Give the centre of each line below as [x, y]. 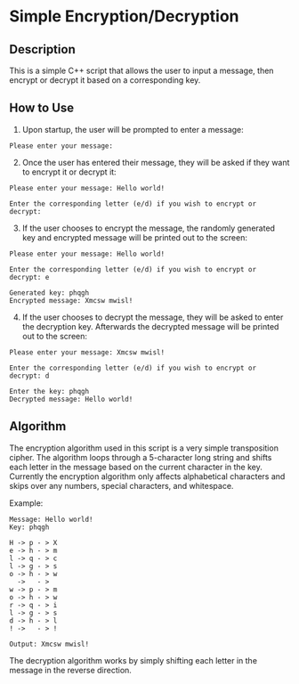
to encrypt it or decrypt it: [69, 172]
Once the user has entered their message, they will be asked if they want [156, 162]
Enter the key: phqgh [49, 391]
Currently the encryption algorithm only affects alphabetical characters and [147, 476]
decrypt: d [29, 376]
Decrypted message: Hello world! [71, 399]
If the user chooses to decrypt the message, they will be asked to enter [153, 317]
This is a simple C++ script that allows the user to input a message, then [141, 70]
